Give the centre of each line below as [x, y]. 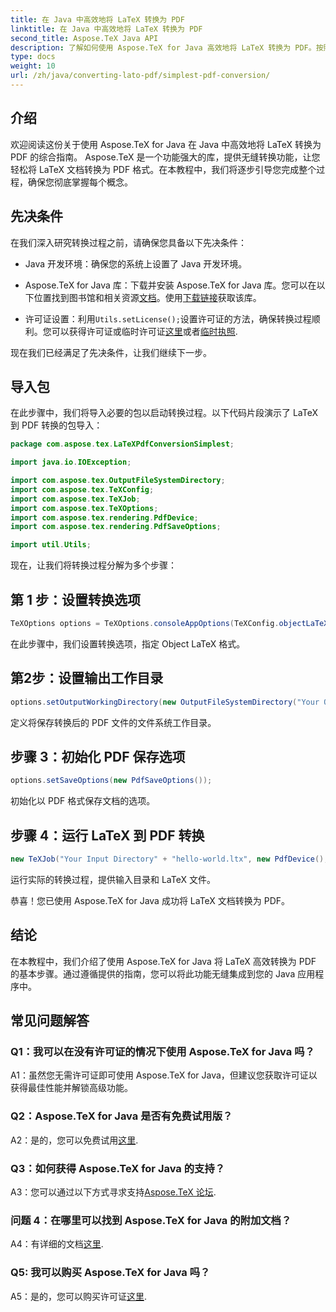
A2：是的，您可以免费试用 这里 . [74, 1140]
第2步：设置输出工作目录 [87, 678]
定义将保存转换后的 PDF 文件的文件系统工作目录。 [113, 722]
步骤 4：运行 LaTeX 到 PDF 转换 [107, 835]
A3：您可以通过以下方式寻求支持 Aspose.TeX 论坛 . [113, 1192]
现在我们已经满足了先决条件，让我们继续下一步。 [111, 352]
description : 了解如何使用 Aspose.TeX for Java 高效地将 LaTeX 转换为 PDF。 [163, 47]
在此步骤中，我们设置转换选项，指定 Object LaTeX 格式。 [128, 643]
